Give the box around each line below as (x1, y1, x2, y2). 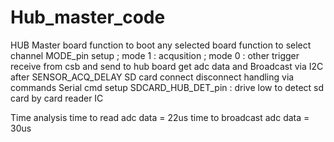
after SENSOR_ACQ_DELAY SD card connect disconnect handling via (10, 71, 295, 83)
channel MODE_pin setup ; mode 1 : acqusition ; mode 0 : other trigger (10, 49, 300, 61)
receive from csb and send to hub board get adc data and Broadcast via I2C (10, 60, 324, 72)
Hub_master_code (10, 6, 166, 29)
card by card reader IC (10, 92, 104, 104)
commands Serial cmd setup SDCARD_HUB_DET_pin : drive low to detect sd (10, 81, 325, 93)
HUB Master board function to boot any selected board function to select (10, 39, 312, 51)
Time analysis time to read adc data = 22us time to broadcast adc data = (10, 111, 310, 123)
